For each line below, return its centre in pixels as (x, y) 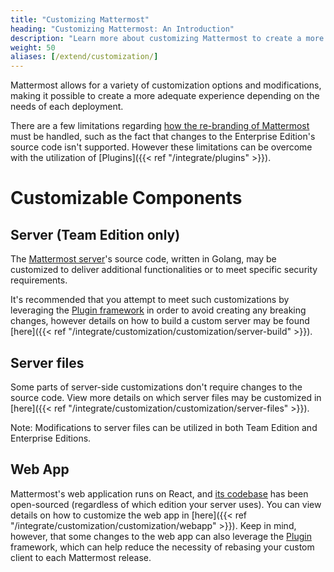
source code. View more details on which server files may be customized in (166, 397)
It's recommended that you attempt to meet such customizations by (150, 300)
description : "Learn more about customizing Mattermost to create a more (167, 38)
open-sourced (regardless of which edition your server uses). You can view (166, 504)
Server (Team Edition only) (95, 234)
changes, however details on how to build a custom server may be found (160, 321)
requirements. (39, 280)
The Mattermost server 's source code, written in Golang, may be (143, 259)
